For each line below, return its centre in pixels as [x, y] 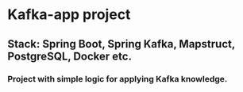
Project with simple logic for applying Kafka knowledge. [118, 79]
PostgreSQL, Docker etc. [70, 56]
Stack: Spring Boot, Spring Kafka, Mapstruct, [121, 44]
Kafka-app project [69, 15]
